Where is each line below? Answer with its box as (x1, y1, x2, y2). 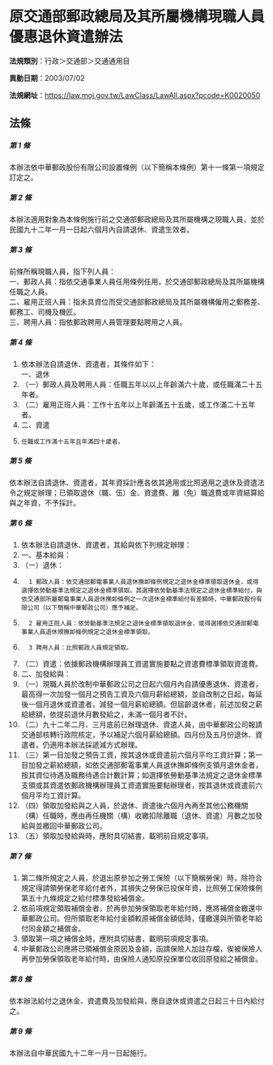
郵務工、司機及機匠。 (9, 307, 80, 317)
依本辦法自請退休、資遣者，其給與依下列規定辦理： (20, 540, 192, 550)
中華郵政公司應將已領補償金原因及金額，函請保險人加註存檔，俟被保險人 (20, 944, 262, 954)
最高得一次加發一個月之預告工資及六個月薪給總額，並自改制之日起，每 (20, 689, 256, 699)
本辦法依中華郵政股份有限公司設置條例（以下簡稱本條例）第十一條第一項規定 (9, 163, 265, 173)
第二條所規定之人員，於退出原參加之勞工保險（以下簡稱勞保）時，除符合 (20, 873, 262, 883)
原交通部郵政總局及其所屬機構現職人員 (9, 7, 266, 26)
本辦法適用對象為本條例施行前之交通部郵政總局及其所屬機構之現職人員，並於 (9, 215, 265, 224)
